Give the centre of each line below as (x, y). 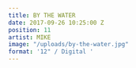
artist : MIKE (30, 37)
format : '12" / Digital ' (51, 52)
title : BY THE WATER (42, 15)
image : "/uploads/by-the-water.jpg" (68, 45)
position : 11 (30, 30)
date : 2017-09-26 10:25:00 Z (56, 23)
